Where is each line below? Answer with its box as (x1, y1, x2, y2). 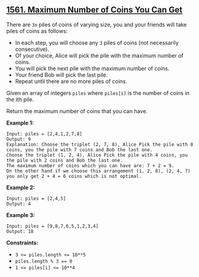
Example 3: (6, 211, 35, 218)
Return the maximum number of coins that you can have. (6, 107, 148, 114)
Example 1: (6, 119, 34, 126)
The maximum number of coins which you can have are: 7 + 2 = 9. (6, 163, 174, 169)
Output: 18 (6, 228, 34, 235)
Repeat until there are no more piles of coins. (15, 77, 128, 85)
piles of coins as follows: (6, 27, 68, 34)
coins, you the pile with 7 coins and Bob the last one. (6, 146, 153, 153)
